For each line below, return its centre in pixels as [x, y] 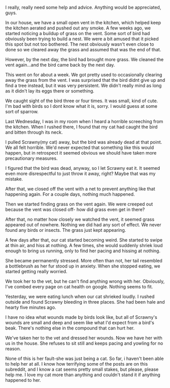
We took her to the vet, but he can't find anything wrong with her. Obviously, [85, 281]
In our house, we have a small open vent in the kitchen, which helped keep [83, 23]
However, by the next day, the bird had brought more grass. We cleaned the [84, 59]
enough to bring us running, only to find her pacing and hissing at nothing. [83, 251]
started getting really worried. [36, 271]
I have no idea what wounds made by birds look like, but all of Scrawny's [81, 317]
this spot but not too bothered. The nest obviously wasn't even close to [80, 44]
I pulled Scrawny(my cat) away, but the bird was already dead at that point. [84, 142]
